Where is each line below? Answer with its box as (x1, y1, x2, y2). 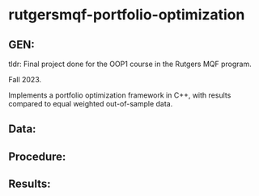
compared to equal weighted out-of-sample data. (8, 99, 173, 108)
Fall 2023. (8, 75, 42, 84)
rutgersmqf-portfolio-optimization (8, 6, 245, 24)
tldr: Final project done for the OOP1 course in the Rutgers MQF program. (8, 59, 253, 69)
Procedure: (8, 149, 66, 163)
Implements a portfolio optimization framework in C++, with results (8, 90, 231, 100)
